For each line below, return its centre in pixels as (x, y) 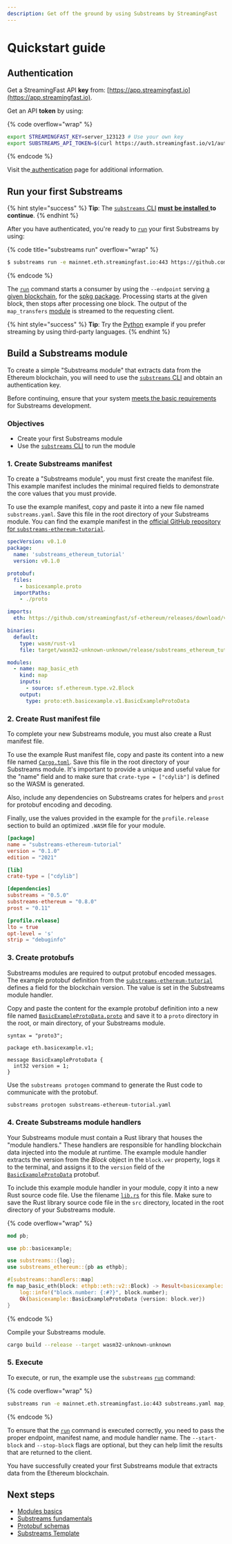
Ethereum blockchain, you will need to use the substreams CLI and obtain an (115, 377)
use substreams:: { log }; (41, 1261)
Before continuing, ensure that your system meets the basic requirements (112, 398)
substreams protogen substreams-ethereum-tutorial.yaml (89, 1105)
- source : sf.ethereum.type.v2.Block (80, 688)
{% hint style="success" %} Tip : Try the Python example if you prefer (106, 324)
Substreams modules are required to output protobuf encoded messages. (112, 973)
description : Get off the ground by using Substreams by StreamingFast (112, 13)
